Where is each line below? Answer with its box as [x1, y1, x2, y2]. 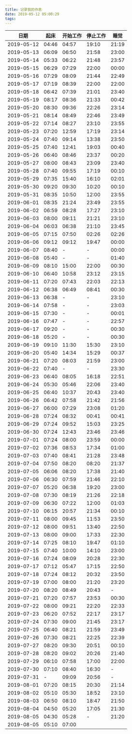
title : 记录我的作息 [5, 7, 42, 12]
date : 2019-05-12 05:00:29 [5, 12, 59, 17]
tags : [5, 16, 16, 21]
